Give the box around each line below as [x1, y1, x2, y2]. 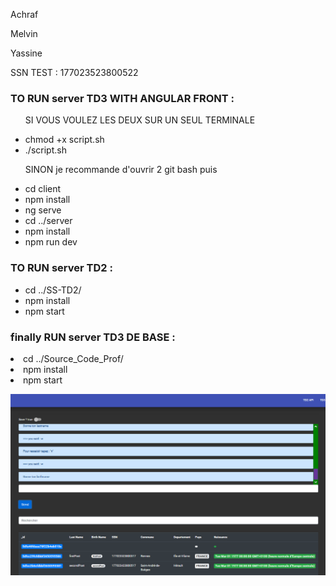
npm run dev [24, 236, 78, 248]
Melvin [10, 28, 38, 39]
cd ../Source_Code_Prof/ [23, 352, 124, 364]
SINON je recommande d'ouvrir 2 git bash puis [24, 164, 218, 176]
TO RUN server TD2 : [10, 261, 113, 275]
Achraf [10, 9, 39, 20]
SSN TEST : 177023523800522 [10, 67, 139, 78]
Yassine [10, 47, 43, 59]
